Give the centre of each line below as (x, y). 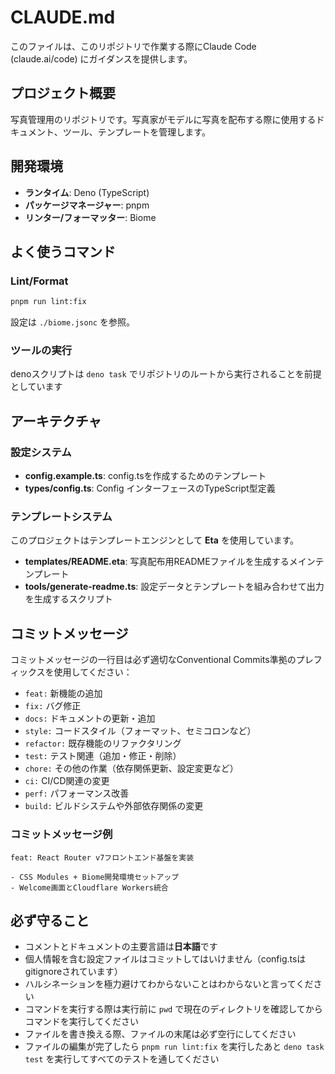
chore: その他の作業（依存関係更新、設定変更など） (131, 768)
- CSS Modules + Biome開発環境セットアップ (95, 877)
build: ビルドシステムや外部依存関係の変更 (114, 806)
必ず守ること (50, 920)
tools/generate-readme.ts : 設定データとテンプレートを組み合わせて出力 (174, 587)
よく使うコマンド (63, 251)
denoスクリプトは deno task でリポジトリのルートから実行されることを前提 (166, 374)
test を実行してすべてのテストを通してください (122, 1059)
